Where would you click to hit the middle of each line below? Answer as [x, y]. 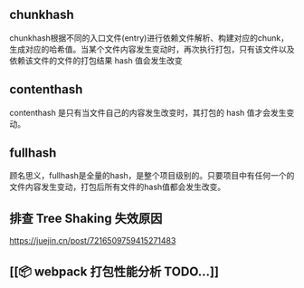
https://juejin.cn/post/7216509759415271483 [93, 241]
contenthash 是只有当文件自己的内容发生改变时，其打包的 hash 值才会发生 [148, 112]
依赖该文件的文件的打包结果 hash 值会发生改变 [96, 60]
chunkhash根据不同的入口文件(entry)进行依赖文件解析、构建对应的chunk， [149, 38]
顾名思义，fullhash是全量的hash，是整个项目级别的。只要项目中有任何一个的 [152, 176]
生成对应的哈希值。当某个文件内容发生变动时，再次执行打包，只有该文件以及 [152, 49]
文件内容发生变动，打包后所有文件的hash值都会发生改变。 [118, 187]
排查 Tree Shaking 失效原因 [86, 218]
